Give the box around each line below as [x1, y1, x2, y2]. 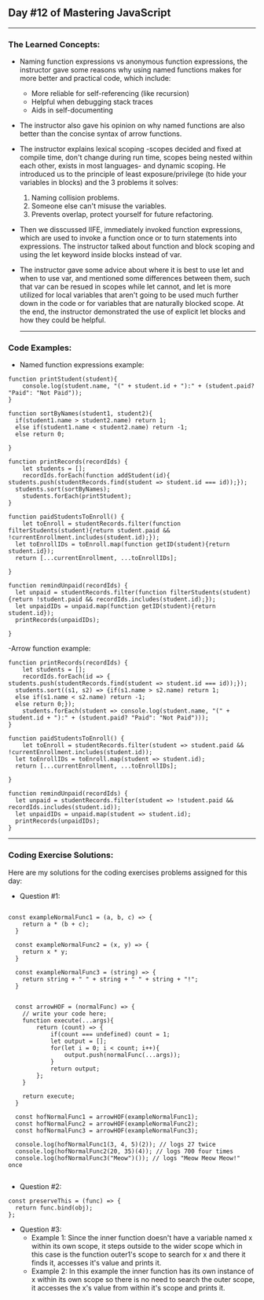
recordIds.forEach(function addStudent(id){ [22, 472, 170, 480]
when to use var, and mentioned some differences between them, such [19, 274, 251, 283]
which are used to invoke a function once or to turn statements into [19, 234, 237, 243]
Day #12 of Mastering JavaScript [8, 6, 171, 20]
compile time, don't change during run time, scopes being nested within [19, 153, 253, 162]
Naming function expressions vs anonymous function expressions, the [19, 57, 248, 66]
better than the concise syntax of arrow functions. [19, 129, 182, 138]
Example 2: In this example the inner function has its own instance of [31, 1266, 255, 1276]
